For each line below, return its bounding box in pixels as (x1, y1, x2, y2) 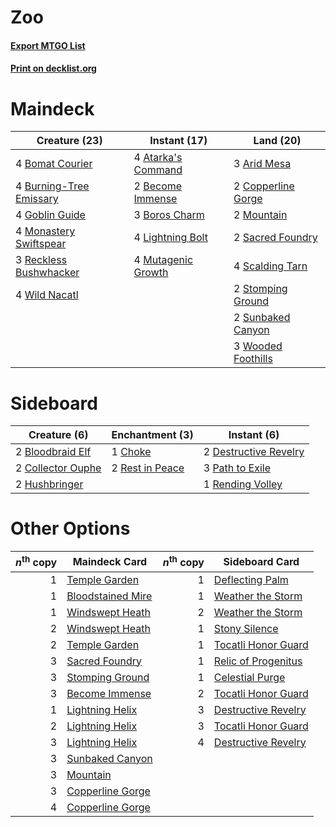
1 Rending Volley (203, 477, 283, 491)
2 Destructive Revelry (203, 445, 305, 459)
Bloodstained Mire (66, 589, 153, 603)
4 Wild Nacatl (15, 288, 79, 302)
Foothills (233, 352, 273, 366)
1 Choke (111, 445, 152, 459)
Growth (133, 266, 169, 280)
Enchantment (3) (111, 428, 194, 442)
